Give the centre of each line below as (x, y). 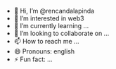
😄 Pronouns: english (44, 51)
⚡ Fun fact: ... (33, 59)
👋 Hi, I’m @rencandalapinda (54, 11)
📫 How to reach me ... (46, 41)
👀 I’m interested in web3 (49, 18)
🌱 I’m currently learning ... (51, 26)
